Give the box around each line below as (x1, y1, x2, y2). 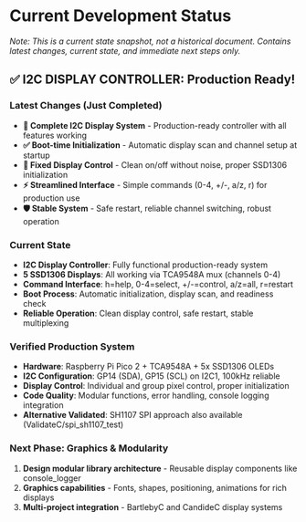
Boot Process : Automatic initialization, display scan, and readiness (22, 288, 274, 299)
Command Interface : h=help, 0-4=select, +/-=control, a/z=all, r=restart (22, 278, 294, 289)
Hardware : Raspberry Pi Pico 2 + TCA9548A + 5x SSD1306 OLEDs (22, 361, 275, 372)
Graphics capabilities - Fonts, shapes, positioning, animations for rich (22, 482, 288, 493)
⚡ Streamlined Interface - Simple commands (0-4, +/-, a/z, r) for (22, 179, 268, 190)
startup (22, 150, 50, 161)
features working (22, 130, 88, 141)
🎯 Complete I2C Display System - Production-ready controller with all (22, 120, 287, 130)
